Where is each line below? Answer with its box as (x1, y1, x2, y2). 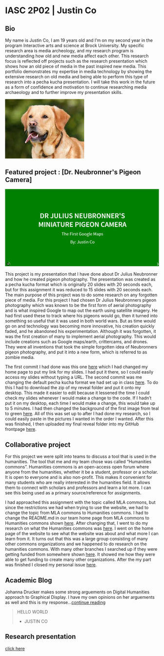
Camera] (5, 176, 32, 184)
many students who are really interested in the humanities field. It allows (5, 480, 150, 486)
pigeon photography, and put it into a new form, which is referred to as (5, 349, 147, 355)
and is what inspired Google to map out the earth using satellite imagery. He (5, 307, 158, 313)
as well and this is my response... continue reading (5, 599, 106, 605)
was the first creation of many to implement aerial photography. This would (5, 333, 156, 340)
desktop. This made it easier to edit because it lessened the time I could (5, 390, 150, 396)
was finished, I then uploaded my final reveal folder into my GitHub (5, 421, 139, 427)
